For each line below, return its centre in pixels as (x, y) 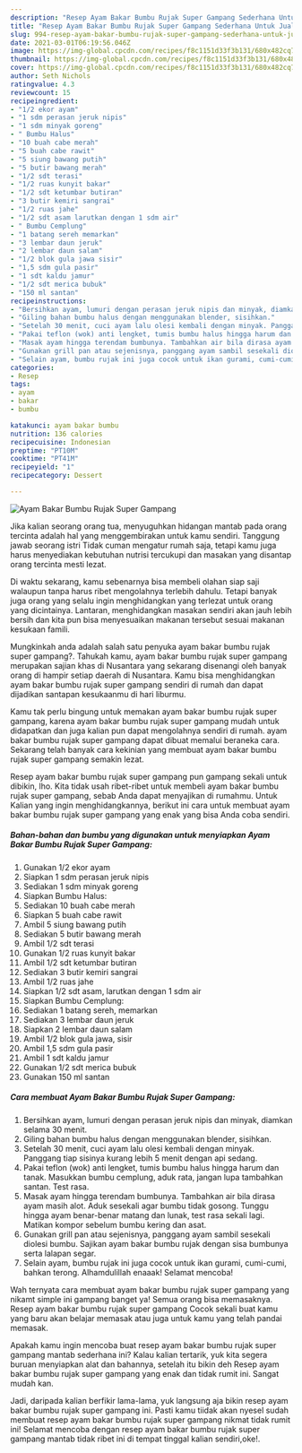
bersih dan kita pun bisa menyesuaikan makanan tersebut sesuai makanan (147, 619)
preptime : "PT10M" (44, 450)
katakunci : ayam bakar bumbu (65, 425)
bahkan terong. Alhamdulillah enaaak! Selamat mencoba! (128, 1272)
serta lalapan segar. (60, 1253)
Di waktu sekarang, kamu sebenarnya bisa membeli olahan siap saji (135, 581)
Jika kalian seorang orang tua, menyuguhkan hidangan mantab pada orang (149, 526)
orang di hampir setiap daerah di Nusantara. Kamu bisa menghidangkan (143, 675)
